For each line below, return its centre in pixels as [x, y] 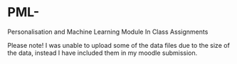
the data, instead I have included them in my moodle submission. [102, 53]
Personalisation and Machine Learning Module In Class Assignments [108, 32]
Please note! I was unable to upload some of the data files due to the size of [118, 45]
